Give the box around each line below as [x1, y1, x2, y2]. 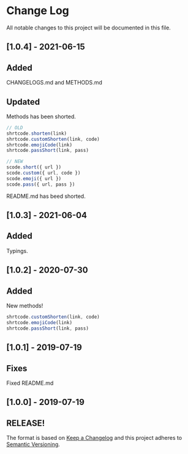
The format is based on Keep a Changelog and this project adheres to [6, 434, 182, 442]
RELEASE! [6, 418, 45, 428]
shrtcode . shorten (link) [6, 130, 67, 137]
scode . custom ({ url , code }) [6, 170, 81, 176]
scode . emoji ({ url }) [6, 175, 62, 181]
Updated [6, 96, 40, 107]
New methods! [6, 302, 43, 309]
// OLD [6, 124, 23, 131]
